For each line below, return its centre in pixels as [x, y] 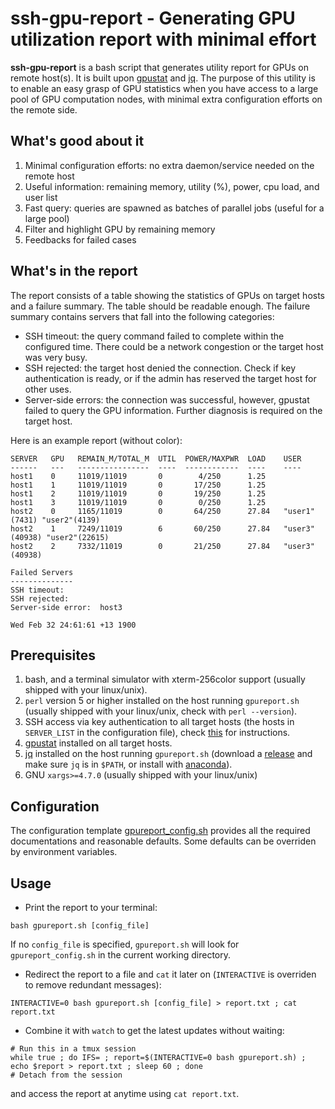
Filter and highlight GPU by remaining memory [120, 229]
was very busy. [56, 357]
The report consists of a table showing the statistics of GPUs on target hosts [168, 295]
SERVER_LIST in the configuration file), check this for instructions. [157, 733]
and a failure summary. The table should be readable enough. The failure [160, 306]
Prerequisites [53, 655]
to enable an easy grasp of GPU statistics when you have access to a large [164, 88]
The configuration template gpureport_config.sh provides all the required [160, 831]
